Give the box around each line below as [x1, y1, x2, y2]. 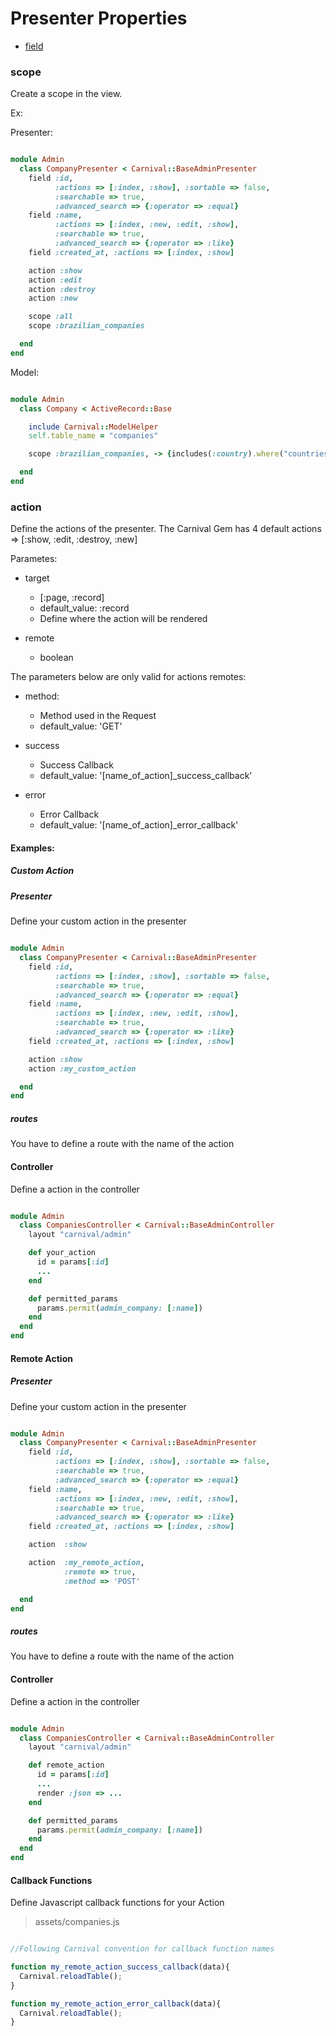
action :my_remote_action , [28, 1558, 145, 1568]
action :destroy [28, 284, 97, 294]
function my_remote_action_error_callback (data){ [10, 1998, 222, 2009]
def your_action [28, 1248, 97, 1258]
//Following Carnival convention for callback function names [10, 1944, 275, 1954]
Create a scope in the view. [10, 88, 123, 100]
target [24, 572, 50, 584]
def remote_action [28, 1760, 105, 1771]
